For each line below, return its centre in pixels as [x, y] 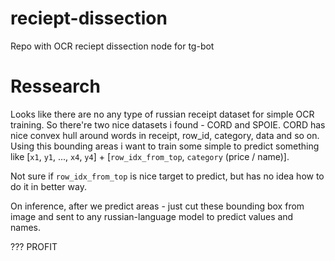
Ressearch [55, 86]
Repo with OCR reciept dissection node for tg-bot [112, 46]
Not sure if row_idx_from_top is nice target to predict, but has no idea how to [167, 176]
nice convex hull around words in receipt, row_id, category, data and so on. [165, 135]
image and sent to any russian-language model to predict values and [152, 216]
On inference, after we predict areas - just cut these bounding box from [157, 206]
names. [25, 227]
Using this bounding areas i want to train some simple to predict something [165, 146]
